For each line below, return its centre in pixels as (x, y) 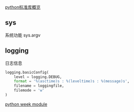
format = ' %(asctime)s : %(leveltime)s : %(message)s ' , (72, 81)
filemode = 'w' (29, 91)
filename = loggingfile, (39, 86)
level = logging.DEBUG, (38, 77)
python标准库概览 (23, 7)
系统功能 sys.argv (23, 35)
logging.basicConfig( (27, 72)
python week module (26, 104)
